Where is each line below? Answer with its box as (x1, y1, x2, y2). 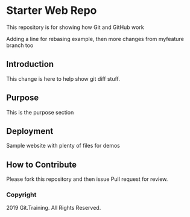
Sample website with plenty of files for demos (6, 142, 121, 149)
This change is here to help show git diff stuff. (6, 75, 121, 82)
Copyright (6, 190, 37, 199)
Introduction (6, 59, 54, 69)
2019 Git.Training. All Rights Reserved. (6, 204, 101, 212)
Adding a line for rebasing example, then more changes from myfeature (6, 35, 184, 42)
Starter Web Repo (6, 4, 97, 17)
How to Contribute (6, 159, 77, 169)
